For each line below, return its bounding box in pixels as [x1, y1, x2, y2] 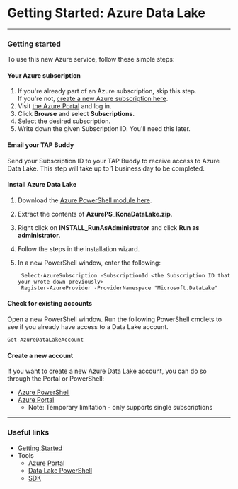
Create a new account [7, 351, 74, 359]
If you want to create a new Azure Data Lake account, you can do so [7, 367, 207, 376]
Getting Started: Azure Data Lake [7, 5, 206, 21]
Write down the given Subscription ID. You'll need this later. [17, 125, 191, 133]
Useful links [7, 427, 50, 437]
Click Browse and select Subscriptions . [17, 110, 135, 118]
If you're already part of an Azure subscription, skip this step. [17, 87, 197, 96]
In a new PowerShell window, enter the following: [17, 258, 161, 267]
